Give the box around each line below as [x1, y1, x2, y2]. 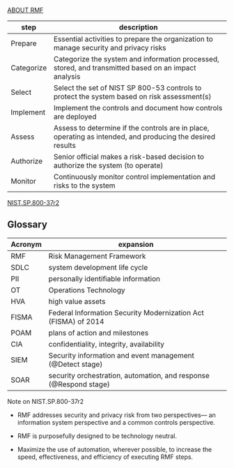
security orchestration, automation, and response [48, 370, 210, 380]
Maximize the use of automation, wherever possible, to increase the [17, 445, 212, 453]
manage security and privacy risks [53, 43, 166, 52]
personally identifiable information [48, 273, 161, 283]
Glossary [7, 219, 47, 231]
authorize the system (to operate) [53, 160, 164, 170]
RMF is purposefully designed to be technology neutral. [17, 432, 178, 440]
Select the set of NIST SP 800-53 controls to [53, 83, 202, 93]
